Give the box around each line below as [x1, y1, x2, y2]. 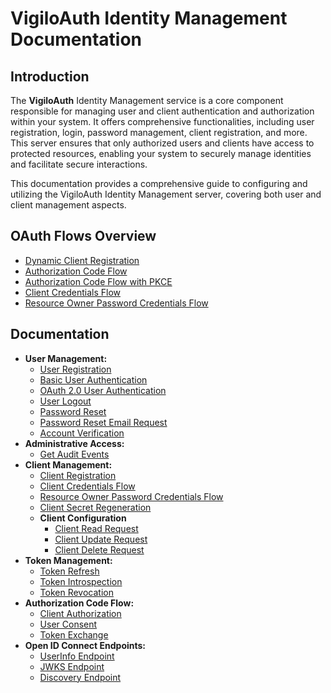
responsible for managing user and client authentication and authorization [10, 105, 315, 117]
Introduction [10, 68, 90, 85]
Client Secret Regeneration [39, 501, 152, 513]
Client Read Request [54, 522, 139, 534]
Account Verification [39, 427, 125, 439]
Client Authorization [39, 607, 122, 619]
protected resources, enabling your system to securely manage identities [10, 148, 312, 159]
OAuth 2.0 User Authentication [39, 384, 167, 396]
